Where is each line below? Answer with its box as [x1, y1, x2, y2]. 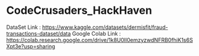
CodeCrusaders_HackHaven [6, 4, 153, 17]
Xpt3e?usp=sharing [6, 43, 55, 50]
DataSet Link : [6, 23, 41, 31]
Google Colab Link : [72, 30, 121, 37]
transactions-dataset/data [6, 30, 71, 37]
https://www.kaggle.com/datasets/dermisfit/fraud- [42, 23, 168, 31]
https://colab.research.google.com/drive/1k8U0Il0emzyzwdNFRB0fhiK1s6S [6, 36, 193, 43]
